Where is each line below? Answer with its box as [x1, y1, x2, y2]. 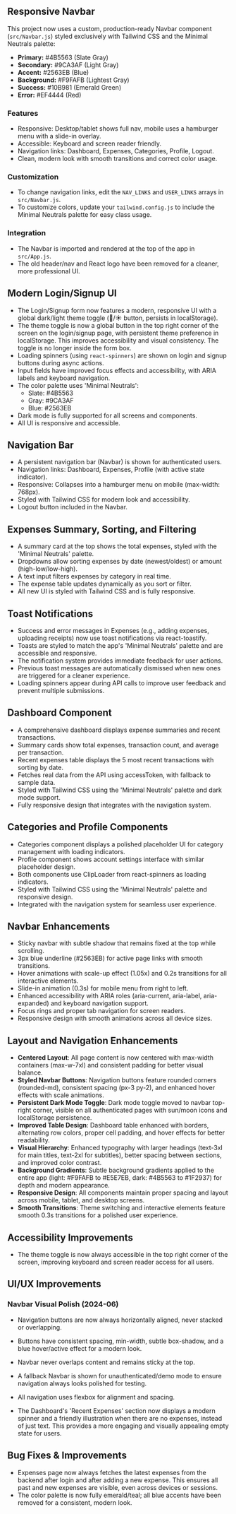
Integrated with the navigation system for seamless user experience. [17, 900, 217, 909]
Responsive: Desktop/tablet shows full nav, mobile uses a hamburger [17, 124, 218, 133]
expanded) [17, 999, 49, 1007]
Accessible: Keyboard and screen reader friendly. [17, 139, 162, 148]
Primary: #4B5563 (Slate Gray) [17, 53, 109, 61]
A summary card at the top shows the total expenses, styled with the [17, 542, 217, 550]
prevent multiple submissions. [17, 686, 105, 694]
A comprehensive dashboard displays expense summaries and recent [17, 726, 221, 734]
